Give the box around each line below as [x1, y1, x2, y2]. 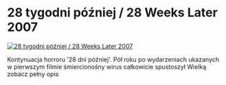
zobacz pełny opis [7, 70, 59, 78]
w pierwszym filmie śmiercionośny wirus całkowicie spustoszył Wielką [7, 62, 207, 71]
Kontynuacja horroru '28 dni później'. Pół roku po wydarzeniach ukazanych [7, 55, 220, 63]
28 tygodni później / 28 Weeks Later [7, 5, 218, 21]
